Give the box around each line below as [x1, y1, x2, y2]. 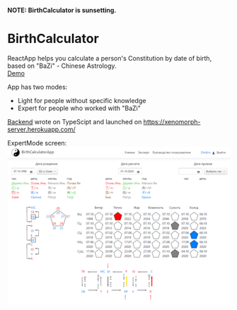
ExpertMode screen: [7, 138, 67, 147]
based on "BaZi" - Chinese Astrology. [7, 61, 117, 70]
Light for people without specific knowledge [17, 96, 146, 105]
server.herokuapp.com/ [7, 125, 76, 133]
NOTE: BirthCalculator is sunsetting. [7, 6, 117, 14]
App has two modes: [7, 83, 68, 91]
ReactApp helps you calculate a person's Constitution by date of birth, [7, 54, 212, 62]
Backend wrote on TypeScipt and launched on [7, 117, 142, 126]
